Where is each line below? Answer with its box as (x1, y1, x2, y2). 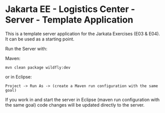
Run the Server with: (5, 45, 48, 51)
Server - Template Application (5, 14, 133, 25)
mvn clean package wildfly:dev (5, 65, 71, 70)
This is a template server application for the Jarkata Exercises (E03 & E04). (5, 30, 160, 36)
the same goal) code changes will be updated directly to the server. (5, 101, 145, 108)
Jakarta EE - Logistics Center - (5, 3, 135, 15)
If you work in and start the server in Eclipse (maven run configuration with (5, 96, 160, 102)
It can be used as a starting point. (5, 36, 75, 42)
